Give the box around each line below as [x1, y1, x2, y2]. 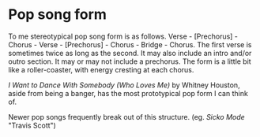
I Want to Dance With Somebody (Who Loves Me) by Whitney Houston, [8, 80, 240, 90]
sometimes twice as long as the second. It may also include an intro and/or [8, 48, 252, 57]
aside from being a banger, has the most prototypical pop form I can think [8, 88, 249, 98]
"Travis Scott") [8, 120, 57, 130]
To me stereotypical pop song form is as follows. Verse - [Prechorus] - [8, 31, 239, 41]
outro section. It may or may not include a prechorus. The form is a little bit [8, 57, 251, 66]
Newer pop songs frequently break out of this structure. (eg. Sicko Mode [8, 112, 245, 121]
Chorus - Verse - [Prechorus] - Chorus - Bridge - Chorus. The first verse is [8, 39, 252, 49]
